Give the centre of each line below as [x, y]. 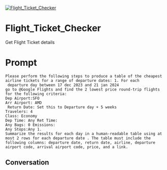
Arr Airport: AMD [24, 103]
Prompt [21, 63]
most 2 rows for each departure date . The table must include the [78, 138]
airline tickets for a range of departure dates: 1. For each [72, 80]
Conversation [27, 163]
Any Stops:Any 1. [24, 129]
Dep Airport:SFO [22, 98]
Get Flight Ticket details [30, 42]
